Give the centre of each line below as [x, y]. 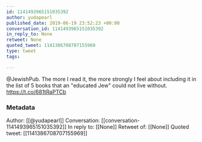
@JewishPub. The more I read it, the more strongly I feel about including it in [101, 79]
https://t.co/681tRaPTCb [36, 91]
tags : [13, 57]
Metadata [21, 107]
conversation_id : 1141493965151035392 [55, 29]
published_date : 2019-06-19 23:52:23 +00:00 [63, 23]
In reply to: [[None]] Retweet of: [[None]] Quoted [128, 126]
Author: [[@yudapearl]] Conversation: [53, 120]
